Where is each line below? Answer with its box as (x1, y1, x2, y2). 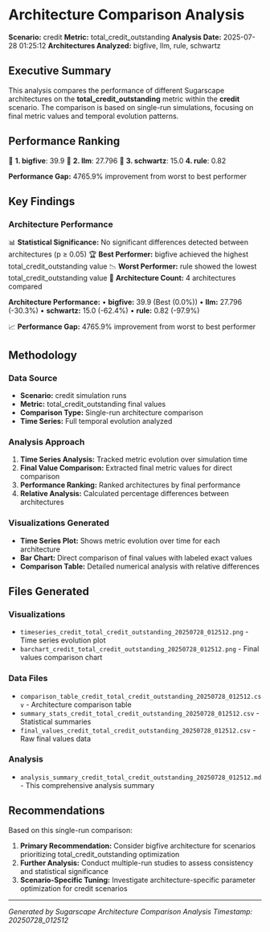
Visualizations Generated (8, 517, 110, 528)
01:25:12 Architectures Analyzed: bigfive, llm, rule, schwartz (18, 40, 221, 50)
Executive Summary (8, 64, 112, 78)
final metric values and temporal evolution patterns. (8, 111, 179, 121)
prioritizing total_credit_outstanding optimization (19, 849, 180, 859)
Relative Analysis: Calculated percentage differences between (19, 489, 229, 499)
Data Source (8, 372, 58, 384)
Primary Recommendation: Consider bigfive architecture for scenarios (19, 840, 256, 850)
